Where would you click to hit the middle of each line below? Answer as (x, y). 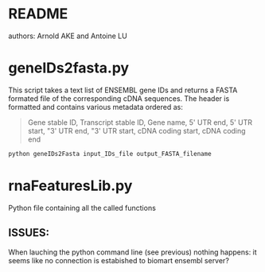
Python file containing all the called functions (82, 208)
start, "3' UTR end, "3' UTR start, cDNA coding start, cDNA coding (136, 130)
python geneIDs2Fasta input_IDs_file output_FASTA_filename (110, 153)
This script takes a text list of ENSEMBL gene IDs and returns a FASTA (123, 90)
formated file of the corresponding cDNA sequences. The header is (119, 98)
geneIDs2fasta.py (69, 68)
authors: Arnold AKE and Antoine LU (68, 36)
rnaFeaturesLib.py (70, 186)
